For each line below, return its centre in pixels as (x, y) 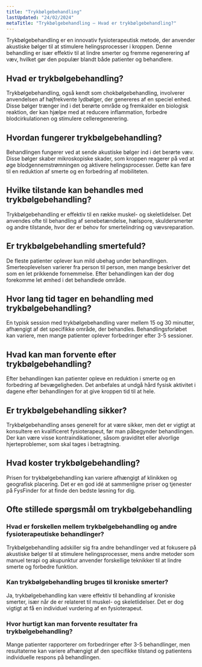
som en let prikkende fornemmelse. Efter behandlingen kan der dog (90, 273)
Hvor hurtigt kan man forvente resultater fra (72, 624)
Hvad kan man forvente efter (61, 355)
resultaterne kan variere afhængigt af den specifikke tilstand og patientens (99, 651)
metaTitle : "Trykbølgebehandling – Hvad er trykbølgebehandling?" (91, 23)
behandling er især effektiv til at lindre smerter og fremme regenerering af (98, 53)
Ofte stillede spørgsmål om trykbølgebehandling (99, 510)
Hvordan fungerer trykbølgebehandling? (84, 137)
